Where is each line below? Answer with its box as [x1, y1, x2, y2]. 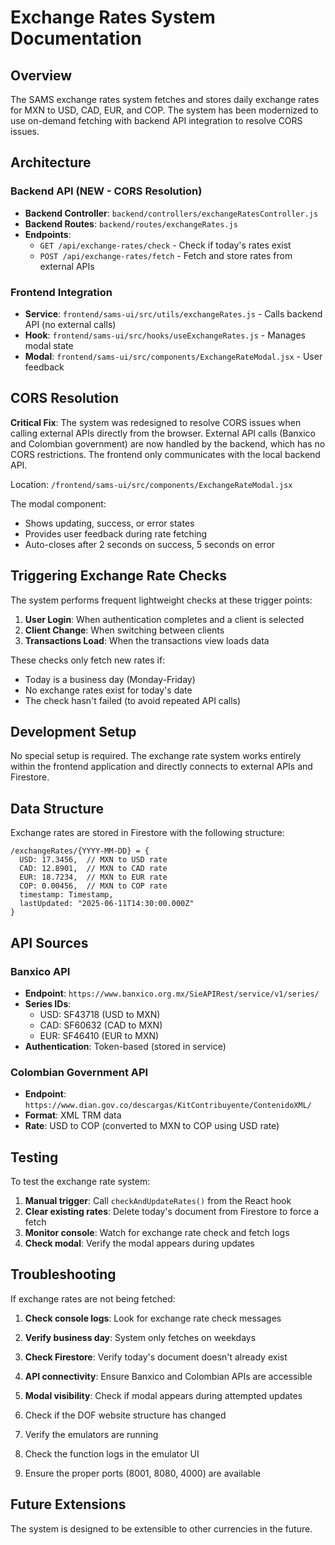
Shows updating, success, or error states [24, 517, 195, 529]
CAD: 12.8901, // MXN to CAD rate [19, 864, 168, 874]
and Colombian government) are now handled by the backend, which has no [10, 437, 326, 450]
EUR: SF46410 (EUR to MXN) [39, 1029, 160, 1041]
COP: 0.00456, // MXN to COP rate [19, 881, 168, 891]
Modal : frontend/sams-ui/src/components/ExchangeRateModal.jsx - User [24, 350, 323, 362]
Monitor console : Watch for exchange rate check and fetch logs [24, 1227, 290, 1239]
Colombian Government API [10, 1065, 149, 1079]
